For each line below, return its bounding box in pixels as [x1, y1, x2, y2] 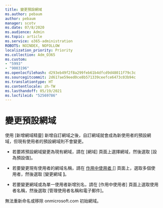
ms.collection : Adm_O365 [5, 52, 55, 57]
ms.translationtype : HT [5, 79, 54, 84]
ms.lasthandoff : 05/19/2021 [5, 88, 62, 93]
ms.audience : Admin [5, 30, 45, 35]
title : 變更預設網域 [5, 7, 42, 12]
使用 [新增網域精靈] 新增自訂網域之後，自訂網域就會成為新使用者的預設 [5, 132, 147, 139]
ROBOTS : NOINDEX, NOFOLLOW [5, 43, 60, 48]
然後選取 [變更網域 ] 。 [25, 171, 70, 177]
